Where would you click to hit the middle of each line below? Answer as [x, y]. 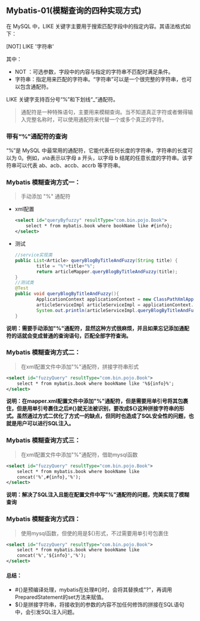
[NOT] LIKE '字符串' [30, 46]
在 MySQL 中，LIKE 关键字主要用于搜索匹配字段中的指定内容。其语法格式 [96, 26]
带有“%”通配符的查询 [37, 136]
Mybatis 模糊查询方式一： [43, 183]
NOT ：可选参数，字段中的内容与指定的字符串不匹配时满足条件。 [94, 72]
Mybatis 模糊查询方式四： [43, 519]
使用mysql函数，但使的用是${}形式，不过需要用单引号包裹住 [94, 533]
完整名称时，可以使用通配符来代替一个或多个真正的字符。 [96, 119]
